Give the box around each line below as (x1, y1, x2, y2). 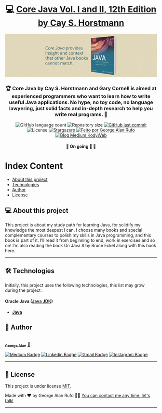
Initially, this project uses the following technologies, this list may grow (5, 282, 145, 288)
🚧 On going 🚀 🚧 (66, 143, 96, 149)
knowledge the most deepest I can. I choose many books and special (5, 227, 143, 233)
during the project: (5, 287, 42, 293)
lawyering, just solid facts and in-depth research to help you (9, 105, 153, 112)
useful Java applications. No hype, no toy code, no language (9, 99, 153, 106)
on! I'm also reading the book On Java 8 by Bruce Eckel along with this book (5, 242, 157, 248)
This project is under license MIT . (5, 383, 71, 389)
